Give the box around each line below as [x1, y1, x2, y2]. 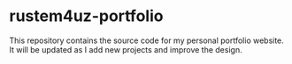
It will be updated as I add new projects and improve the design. [9, 44, 242, 54]
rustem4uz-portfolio [9, 6, 164, 26]
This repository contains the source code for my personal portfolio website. [9, 35, 285, 46]
